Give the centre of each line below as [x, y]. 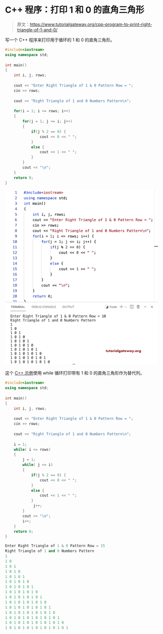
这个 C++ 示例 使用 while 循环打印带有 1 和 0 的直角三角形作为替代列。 [75, 373]
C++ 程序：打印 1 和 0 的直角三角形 [75, 10]
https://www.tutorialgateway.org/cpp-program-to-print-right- [91, 24]
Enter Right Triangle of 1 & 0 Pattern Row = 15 [55, 546]
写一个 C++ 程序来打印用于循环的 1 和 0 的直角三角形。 [60, 40]
